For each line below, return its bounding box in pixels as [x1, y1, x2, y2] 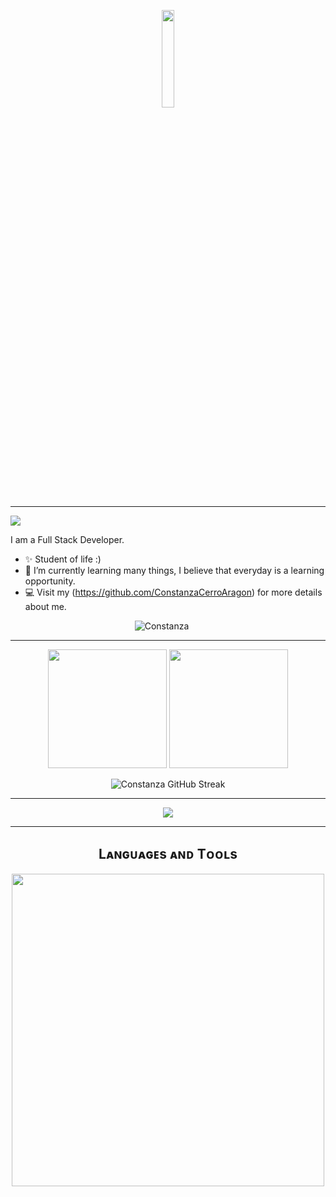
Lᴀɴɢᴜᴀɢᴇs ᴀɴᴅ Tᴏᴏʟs [98, 846, 238, 863]
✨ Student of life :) [24, 553, 102, 565]
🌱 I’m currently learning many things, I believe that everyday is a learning [24, 565, 325, 576]
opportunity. [24, 575, 76, 587]
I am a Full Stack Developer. [10, 534, 125, 545]
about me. [24, 601, 67, 612]
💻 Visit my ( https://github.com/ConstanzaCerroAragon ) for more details [24, 586, 323, 598]
